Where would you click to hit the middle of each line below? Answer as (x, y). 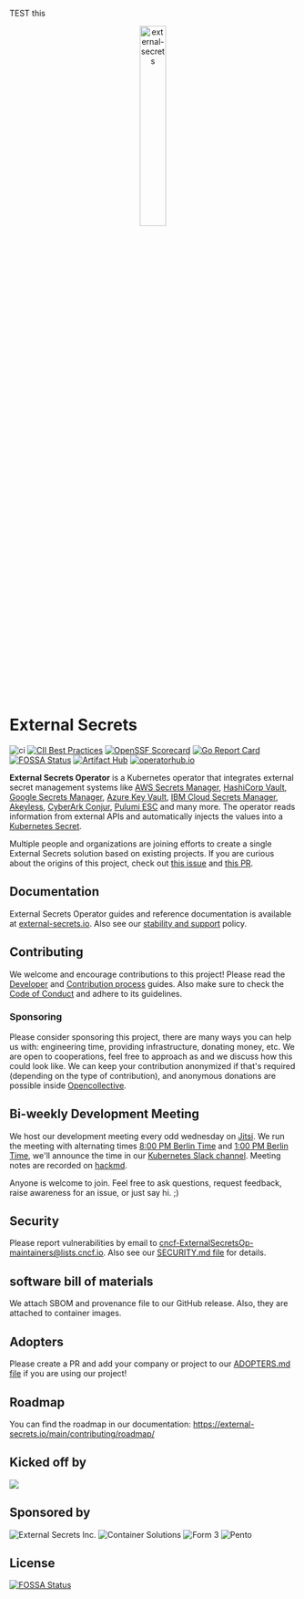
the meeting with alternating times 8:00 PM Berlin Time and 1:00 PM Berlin (149, 1146)
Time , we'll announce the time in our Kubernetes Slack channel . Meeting (145, 1155)
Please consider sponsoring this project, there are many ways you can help (151, 1037)
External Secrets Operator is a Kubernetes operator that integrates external (152, 777)
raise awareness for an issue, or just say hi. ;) (94, 1192)
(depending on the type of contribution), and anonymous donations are (143, 1075)
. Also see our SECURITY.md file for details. (185, 1252)
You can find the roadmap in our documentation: (100, 1424)
